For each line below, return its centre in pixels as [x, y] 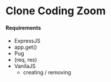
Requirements [23, 27]
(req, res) [26, 60]
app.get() [26, 47]
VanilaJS [25, 66]
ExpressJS [27, 41]
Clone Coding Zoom [56, 11]
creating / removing [47, 72]
